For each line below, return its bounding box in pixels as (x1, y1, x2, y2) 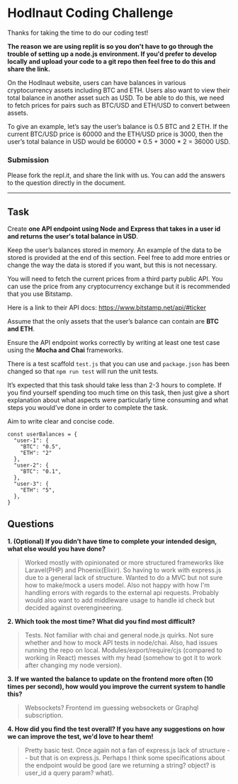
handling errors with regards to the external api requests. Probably (24, 588, 220, 596)
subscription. (24, 710, 64, 720)
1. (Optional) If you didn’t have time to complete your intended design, (7, 537, 217, 545)
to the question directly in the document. (7, 178, 126, 187)
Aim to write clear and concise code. (7, 417, 115, 426)
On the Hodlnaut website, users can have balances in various (7, 78, 186, 86)
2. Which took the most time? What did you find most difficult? (7, 617, 195, 625)
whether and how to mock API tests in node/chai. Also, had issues (24, 638, 218, 647)
